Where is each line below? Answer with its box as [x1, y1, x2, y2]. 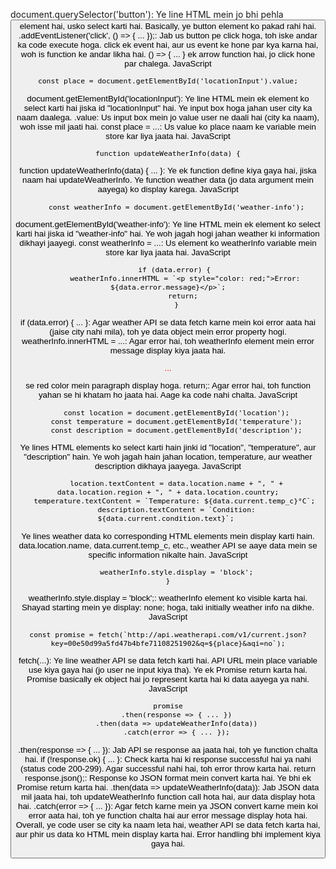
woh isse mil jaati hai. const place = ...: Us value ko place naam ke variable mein [19, 121, 317, 132]
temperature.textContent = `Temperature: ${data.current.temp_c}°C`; [33, 496, 316, 506]
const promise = [29, 629, 94, 639]
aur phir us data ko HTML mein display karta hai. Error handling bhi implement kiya [15, 829, 321, 839]
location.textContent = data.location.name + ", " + [69, 479, 284, 489]
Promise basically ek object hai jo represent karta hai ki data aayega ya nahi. [26, 674, 310, 684]
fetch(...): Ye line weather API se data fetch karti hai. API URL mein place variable [18, 655, 318, 666]
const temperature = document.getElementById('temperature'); [50, 416, 303, 426]
